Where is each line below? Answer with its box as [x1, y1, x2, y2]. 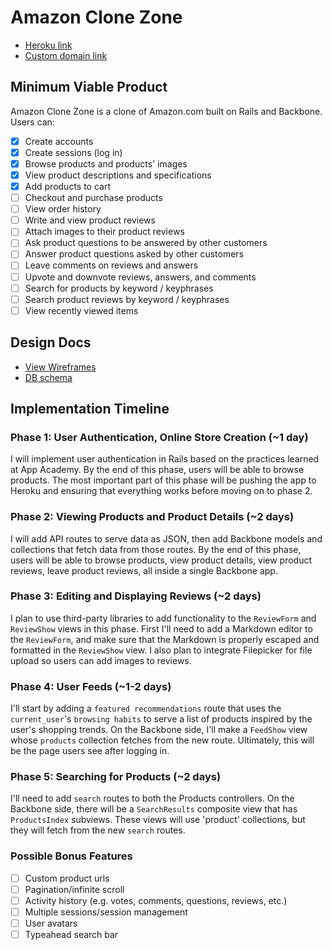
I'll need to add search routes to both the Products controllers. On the [10, 792, 295, 805]
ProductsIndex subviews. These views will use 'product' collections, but [10, 814, 306, 826]
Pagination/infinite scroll [24, 883, 125, 895]
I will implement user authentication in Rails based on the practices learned [10, 453, 320, 465]
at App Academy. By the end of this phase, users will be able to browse [10, 464, 305, 476]
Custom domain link [24, 49, 108, 61]
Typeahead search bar [24, 929, 119, 941]
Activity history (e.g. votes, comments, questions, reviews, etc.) [24, 894, 288, 906]
